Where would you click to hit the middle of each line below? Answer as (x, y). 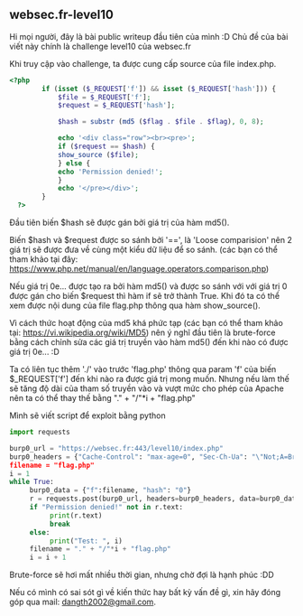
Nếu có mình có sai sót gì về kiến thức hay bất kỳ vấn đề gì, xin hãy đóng (145, 593)
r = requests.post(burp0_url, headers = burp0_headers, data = (144, 499)
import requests (40, 433)
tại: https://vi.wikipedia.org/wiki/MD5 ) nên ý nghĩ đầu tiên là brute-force (142, 332)
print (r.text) (76, 515)
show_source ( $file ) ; (98, 154)
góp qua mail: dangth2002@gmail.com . (83, 602)
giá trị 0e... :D (35, 352)
